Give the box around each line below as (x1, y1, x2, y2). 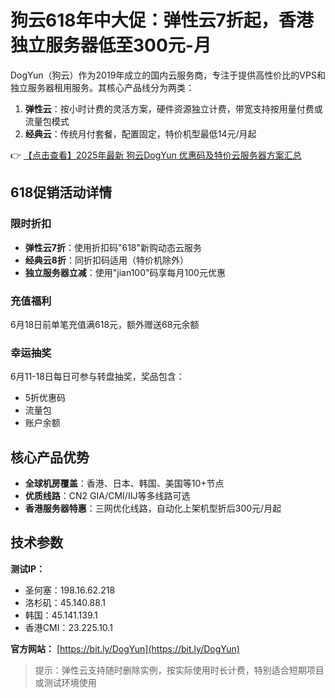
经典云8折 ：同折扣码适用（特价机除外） (24, 254, 189, 266)
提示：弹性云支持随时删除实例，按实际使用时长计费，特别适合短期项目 (34, 664, 325, 676)
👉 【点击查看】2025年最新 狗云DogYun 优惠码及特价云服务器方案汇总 (10, 149, 302, 161)
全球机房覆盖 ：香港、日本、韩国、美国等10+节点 (24, 477, 225, 490)
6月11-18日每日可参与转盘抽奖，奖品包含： (10, 371, 185, 383)
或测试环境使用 (34, 676, 97, 688)
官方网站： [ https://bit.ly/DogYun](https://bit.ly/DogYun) (10, 642, 240, 655)
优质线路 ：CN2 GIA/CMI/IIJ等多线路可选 (24, 490, 191, 502)
